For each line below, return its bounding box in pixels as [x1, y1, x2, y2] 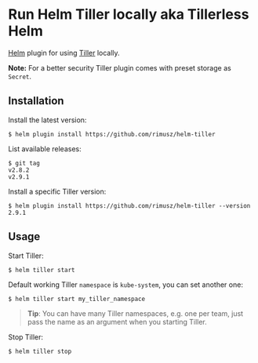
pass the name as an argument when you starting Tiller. [27, 317, 208, 326]
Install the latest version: [8, 115, 87, 125]
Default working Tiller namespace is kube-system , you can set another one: [8, 280, 243, 289]
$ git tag [8, 159, 41, 167]
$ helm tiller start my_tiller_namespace [8, 295, 146, 303]
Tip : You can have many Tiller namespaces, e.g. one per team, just [27, 308, 244, 318]
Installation [8, 94, 64, 107]
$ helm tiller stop [8, 347, 72, 355]
